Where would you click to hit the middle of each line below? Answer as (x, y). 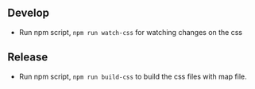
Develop (28, 13)
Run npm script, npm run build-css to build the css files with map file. (133, 76)
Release (28, 58)
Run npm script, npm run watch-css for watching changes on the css (131, 32)
